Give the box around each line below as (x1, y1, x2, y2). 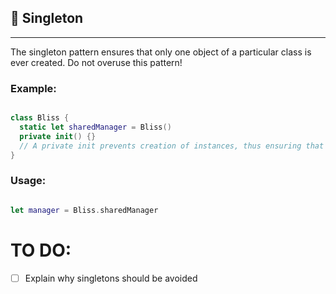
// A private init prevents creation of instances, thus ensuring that (19, 141, 325, 151)
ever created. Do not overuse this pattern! (10, 56, 183, 68)
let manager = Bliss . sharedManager (10, 205, 159, 215)
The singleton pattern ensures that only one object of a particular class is (10, 46, 312, 58)
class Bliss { (10, 113, 70, 123)
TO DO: (10, 239, 72, 261)
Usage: (10, 174, 47, 188)
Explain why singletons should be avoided (24, 272, 198, 284)
